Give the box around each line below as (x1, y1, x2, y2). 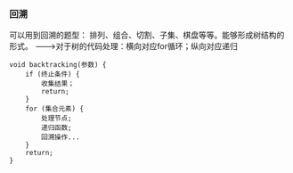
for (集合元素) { (25, 104, 85, 113)
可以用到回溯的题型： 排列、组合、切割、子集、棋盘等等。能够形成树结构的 (9, 29, 285, 41)
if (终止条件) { (25, 70, 80, 79)
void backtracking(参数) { (9, 61, 107, 70)
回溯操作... (41, 133, 80, 142)
